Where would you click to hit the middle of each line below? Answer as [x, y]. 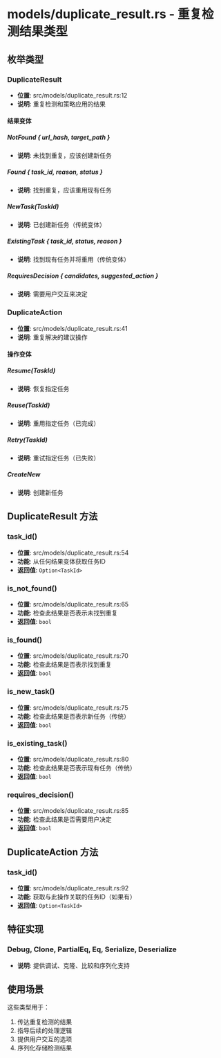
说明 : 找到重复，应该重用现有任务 [64, 190]
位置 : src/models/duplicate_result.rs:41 [72, 328]
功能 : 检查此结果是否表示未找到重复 [67, 613]
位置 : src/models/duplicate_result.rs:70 [73, 656]
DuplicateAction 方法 [53, 852]
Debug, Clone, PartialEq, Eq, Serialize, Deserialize [92, 949]
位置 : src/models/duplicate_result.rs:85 [73, 811]
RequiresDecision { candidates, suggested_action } [83, 276]
